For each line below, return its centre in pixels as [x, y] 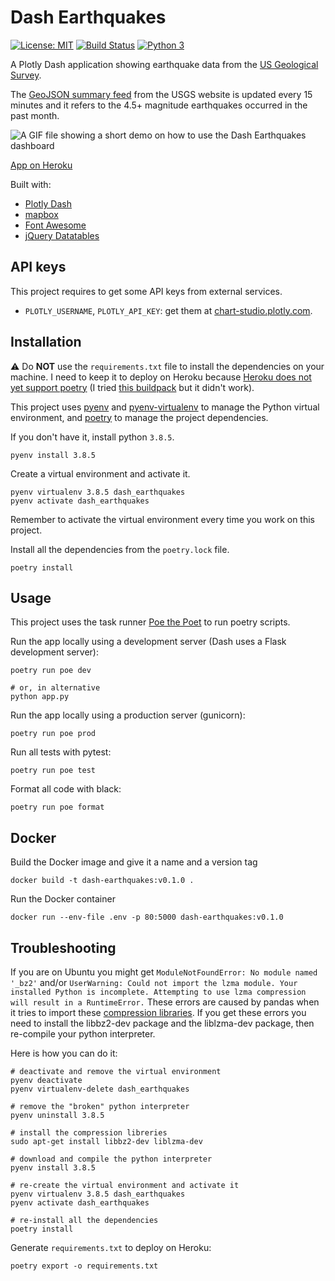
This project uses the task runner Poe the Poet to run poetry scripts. [150, 622]
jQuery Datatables [62, 235]
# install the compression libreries [89, 1133]
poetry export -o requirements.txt [84, 1266]
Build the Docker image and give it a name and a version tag [134, 862]
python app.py [40, 697]
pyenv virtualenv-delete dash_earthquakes [100, 1089]
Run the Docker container [63, 899]
